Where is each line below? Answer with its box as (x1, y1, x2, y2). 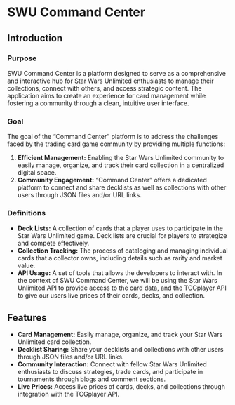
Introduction (7, 32, 63, 44)
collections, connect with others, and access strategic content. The (7, 84, 202, 92)
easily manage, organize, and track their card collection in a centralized (17, 161, 224, 169)
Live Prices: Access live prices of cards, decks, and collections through (17, 383, 226, 391)
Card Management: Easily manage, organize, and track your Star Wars (17, 331, 223, 339)
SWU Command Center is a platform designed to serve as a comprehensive (7, 69, 227, 77)
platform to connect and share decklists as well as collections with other (17, 183, 227, 192)
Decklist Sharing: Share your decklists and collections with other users (17, 345, 224, 354)
